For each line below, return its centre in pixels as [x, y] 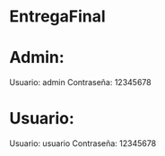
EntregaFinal [57, 17]
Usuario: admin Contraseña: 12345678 [80, 82]
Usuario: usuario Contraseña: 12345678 [83, 143]
